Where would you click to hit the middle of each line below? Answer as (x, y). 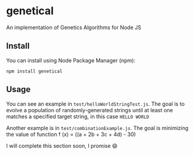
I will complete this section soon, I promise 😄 (62, 145)
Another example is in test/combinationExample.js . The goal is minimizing (98, 128)
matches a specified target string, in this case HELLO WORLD (78, 116)
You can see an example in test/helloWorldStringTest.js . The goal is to (96, 104)
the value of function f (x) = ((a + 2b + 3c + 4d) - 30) (71, 134)
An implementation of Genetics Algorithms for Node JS (74, 27)
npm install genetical (34, 71)
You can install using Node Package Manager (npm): (71, 60)
